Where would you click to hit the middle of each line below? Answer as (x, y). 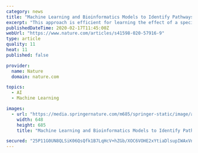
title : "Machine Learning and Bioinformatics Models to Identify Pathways (100, 17)
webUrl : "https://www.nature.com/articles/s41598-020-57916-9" (85, 33)
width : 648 (30, 120)
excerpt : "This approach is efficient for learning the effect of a (92, 22)
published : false (27, 55)
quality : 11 (21, 45)
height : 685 (31, 125)
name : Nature (27, 71)
